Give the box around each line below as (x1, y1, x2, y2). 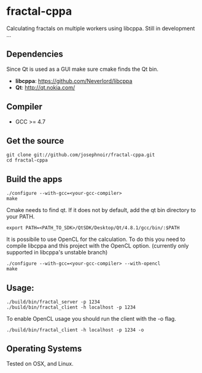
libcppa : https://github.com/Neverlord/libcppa (15, 77, 133, 84)
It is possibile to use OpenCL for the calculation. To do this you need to (6, 235, 185, 243)
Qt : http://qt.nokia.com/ (15, 84, 76, 91)
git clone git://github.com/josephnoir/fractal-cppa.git (6, 152, 155, 158)
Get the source (6, 135, 64, 146)
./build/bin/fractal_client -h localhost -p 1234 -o (6, 327, 144, 333)
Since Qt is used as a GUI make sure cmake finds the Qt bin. (6, 65, 158, 73)
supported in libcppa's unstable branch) (6, 249, 108, 256)
